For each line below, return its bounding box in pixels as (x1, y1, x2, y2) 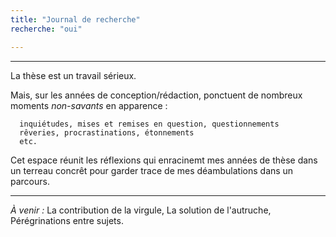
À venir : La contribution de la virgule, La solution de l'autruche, (10, 204, 272, 216)
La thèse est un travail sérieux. (10, 69, 137, 81)
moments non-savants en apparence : (10, 99, 168, 111)
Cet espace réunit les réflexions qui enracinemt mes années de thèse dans (10, 154, 318, 166)
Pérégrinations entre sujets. (10, 214, 124, 226)
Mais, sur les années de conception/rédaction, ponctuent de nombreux (10, 89, 303, 101)
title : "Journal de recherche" (10, 14, 141, 25)
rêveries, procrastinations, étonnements (19, 127, 195, 138)
